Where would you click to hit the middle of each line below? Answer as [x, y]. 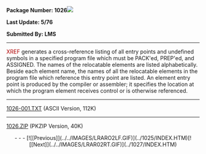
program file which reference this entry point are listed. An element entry [98, 78]
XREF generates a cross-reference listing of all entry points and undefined [100, 52]
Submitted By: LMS [31, 34]
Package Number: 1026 [37, 10]
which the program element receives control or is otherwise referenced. [97, 91]
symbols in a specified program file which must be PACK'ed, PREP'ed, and [100, 58]
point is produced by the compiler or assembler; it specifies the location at [100, 84]
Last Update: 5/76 [30, 22]
